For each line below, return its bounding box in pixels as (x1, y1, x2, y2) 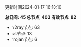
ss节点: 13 (12, 31, 32, 36)
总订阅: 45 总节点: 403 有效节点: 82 (5, 14, 76, 20)
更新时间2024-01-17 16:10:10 (5, 4, 62, 10)
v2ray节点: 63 (12, 24, 40, 30)
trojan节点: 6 (12, 36, 37, 42)
